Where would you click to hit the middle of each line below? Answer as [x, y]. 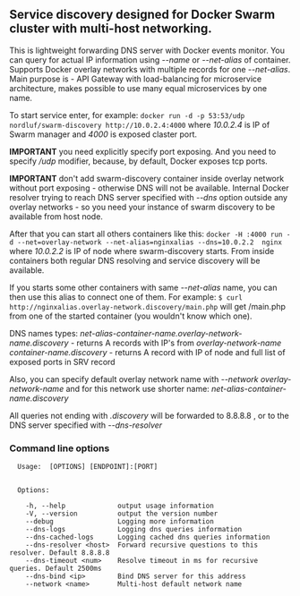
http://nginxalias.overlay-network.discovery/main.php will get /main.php [148, 306]
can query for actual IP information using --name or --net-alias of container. [150, 60]
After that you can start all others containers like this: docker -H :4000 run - [150, 234]
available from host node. [56, 216]
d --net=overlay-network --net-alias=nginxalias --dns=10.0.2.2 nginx [146, 242]
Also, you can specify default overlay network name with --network [134, 379]
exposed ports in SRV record [62, 362]
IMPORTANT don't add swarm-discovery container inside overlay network [147, 178]
